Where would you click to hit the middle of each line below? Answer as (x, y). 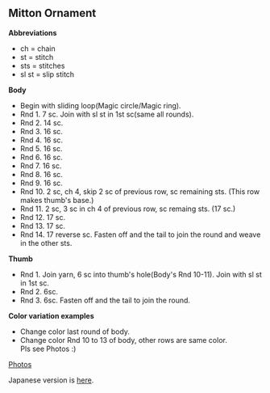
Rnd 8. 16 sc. (41, 174)
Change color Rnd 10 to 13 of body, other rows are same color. (123, 340)
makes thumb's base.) (57, 200)
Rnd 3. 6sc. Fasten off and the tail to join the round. (105, 300)
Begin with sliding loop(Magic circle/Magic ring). (100, 105)
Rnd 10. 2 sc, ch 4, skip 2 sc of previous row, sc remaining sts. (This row (140, 191)
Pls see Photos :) (48, 349)
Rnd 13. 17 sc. (43, 226)
